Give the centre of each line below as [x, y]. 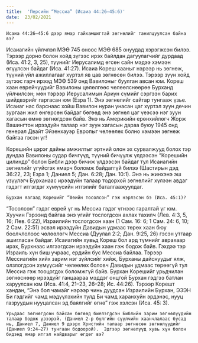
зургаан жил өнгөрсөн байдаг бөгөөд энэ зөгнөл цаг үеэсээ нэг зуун [94, 112]
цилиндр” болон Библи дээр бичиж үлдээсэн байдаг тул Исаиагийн [92, 161]
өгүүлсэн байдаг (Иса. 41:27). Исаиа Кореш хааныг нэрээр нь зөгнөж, [95, 68]
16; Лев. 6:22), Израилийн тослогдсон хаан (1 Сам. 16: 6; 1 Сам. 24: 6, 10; [98, 221]
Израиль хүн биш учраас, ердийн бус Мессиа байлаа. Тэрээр [84, 253]
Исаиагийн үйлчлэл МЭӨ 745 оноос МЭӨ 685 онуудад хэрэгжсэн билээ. [98, 49]
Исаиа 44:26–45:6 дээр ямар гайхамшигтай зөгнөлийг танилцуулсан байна [96, 33]
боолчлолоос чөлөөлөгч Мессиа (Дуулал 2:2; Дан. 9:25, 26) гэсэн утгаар [99, 234]
